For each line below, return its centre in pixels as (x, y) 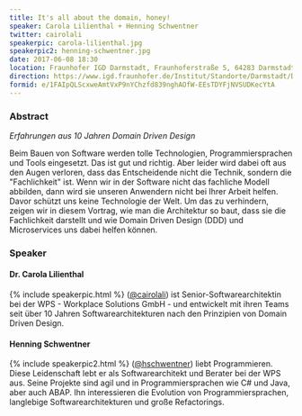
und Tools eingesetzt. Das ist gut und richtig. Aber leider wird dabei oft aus (148, 162)
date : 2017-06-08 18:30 (54, 59)
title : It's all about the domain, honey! (90, 18)
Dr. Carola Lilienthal (47, 275)
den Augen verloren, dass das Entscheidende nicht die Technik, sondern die (151, 172)
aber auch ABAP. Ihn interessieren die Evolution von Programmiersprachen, (149, 393)
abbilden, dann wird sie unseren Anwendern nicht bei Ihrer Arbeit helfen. (144, 191)
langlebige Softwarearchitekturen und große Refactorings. (117, 402)
